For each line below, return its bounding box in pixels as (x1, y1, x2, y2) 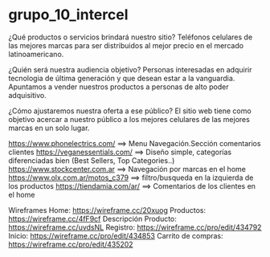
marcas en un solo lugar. (8, 123, 90, 133)
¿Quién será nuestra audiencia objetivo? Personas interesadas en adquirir (8, 64, 252, 74)
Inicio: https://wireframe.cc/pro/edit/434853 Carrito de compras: (8, 230, 223, 240)
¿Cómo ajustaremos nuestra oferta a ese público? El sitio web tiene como (8, 106, 252, 116)
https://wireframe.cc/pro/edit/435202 (8, 239, 134, 249)
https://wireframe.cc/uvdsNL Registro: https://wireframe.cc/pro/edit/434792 (8, 222, 262, 232)
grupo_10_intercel (8, 6, 129, 24)
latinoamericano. (8, 49, 64, 59)
